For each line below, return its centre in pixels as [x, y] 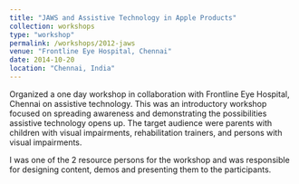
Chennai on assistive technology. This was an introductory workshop [138, 103]
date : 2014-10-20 [42, 60]
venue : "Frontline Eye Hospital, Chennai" [91, 52]
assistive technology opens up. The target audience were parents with [141, 122]
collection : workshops [52, 26]
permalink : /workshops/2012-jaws [72, 43]
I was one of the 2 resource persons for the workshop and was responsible [149, 160]
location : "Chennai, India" [63, 69]
